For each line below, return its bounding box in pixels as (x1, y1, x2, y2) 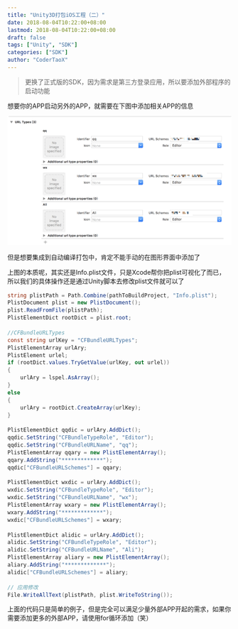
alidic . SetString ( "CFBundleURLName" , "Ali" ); (7, 547, 144, 554)
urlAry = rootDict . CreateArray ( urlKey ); (20, 404, 141, 411)
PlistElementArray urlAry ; (7, 344, 87, 351)
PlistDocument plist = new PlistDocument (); (7, 299, 141, 307)
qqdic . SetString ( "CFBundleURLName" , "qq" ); (7, 442, 139, 449)
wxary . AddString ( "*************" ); (7, 508, 113, 516)
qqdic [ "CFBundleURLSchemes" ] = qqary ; (7, 464, 122, 471)
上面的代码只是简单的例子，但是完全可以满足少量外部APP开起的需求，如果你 (7, 605, 232, 613)
